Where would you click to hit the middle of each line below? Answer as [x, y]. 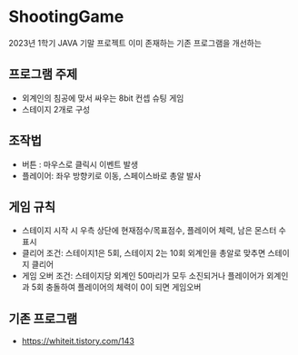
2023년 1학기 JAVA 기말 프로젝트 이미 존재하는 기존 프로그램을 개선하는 [135, 43]
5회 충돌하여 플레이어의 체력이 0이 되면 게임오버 [116, 287]
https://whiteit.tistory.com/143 [78, 341]
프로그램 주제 [43, 74]
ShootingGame [66, 17]
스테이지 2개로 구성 [56, 109]
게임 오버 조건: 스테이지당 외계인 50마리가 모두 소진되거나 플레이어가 [143, 276]
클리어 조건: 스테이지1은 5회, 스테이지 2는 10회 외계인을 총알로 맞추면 [144, 253]
